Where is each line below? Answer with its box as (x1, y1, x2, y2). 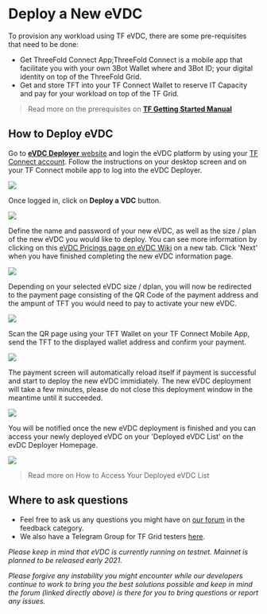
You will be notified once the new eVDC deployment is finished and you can (8, 423, 257, 433)
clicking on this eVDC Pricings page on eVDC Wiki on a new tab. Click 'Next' (8, 243, 258, 252)
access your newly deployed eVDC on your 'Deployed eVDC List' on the (8, 431, 244, 441)
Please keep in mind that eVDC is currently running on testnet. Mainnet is (8, 546, 249, 557)
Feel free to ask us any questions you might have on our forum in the (19, 515, 245, 524)
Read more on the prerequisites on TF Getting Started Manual (27, 104, 233, 114)
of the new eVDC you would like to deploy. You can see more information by (8, 234, 257, 243)
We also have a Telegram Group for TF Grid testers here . (19, 531, 205, 541)
